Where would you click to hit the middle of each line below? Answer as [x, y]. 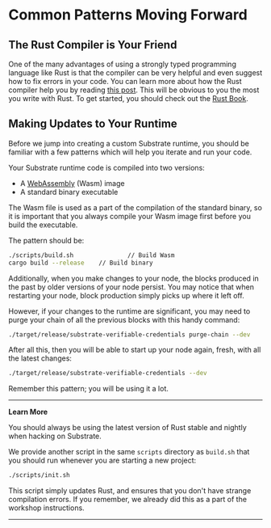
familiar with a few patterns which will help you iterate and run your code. [130, 152]
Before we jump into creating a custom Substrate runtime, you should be [129, 143]
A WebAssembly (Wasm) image [72, 183]
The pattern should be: [46, 240]
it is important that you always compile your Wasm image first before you [130, 216]
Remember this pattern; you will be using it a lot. [89, 389]
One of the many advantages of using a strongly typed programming [122, 64]
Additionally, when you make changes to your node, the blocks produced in [134, 278]
